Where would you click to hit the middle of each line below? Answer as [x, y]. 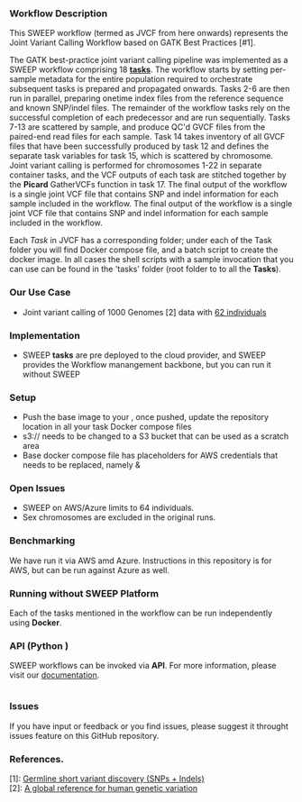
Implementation [45, 335]
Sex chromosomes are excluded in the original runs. [119, 517]
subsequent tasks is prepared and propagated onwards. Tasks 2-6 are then [150, 89]
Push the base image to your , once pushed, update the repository [145, 417]
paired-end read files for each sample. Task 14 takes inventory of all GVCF [147, 137]
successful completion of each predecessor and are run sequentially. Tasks [150, 118]
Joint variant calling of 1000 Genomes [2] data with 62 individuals [144, 312]
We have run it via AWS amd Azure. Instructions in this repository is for [141, 560]
